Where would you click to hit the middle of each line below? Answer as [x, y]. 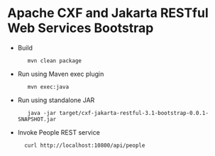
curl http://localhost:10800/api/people [85, 145]
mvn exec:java [48, 87]
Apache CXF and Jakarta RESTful [108, 13]
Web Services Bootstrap [81, 28]
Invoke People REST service [59, 132]
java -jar [42, 113]
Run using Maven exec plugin [61, 74]
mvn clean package [54, 61]
